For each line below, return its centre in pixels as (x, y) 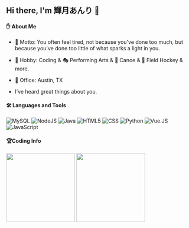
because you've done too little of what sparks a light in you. (87, 48)
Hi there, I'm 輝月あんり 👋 (53, 11)
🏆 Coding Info (24, 141)
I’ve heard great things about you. (56, 91)
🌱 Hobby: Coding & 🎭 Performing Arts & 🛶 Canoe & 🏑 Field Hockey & (99, 60)
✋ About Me (21, 26)
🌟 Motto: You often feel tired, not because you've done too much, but (99, 42)
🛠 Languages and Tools (36, 105)
